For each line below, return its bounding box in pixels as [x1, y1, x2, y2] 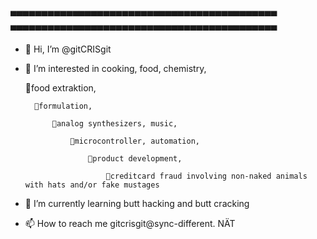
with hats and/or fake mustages [24, 180, 160, 190]
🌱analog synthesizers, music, [51, 119, 178, 129]
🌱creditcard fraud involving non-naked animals [105, 171, 308, 181]
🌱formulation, [34, 101, 93, 111]
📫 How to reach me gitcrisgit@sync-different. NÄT [24, 218, 236, 229]
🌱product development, [88, 154, 183, 164]
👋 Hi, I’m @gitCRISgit [24, 43, 112, 55]
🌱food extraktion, [24, 82, 97, 94]
